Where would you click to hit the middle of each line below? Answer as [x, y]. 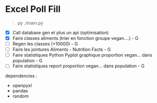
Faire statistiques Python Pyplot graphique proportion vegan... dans [82, 55]
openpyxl [22, 86]
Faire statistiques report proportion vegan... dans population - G [78, 66]
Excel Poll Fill [33, 9]
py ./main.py [30, 23]
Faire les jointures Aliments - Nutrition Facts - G [62, 50]
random [21, 96]
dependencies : [21, 76]
